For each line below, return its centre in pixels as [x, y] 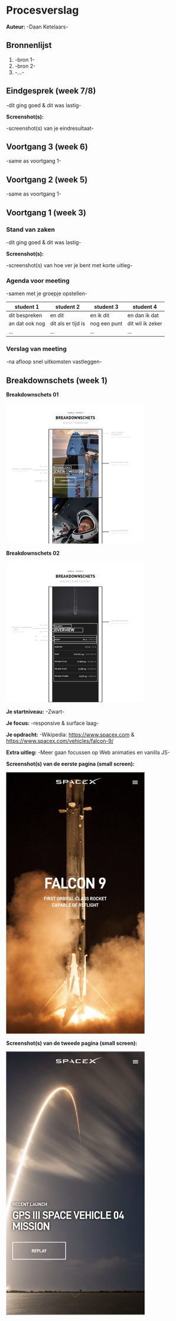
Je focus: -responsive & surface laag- [53, 723]
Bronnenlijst [29, 45]
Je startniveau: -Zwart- [35, 712]
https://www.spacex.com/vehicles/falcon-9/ [60, 741]
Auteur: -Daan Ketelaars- [37, 27]
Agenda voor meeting [38, 280]
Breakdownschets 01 [32, 395]
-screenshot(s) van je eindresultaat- [50, 128]
